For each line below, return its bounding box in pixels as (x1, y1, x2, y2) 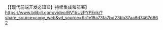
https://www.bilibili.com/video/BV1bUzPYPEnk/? (5, 10, 103, 15)
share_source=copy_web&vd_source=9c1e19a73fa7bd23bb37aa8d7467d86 (5, 15, 159, 20)
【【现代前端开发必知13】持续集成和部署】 (5, 4, 90, 10)
